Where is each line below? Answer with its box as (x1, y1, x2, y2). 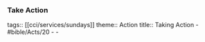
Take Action (7, 5, 48, 15)
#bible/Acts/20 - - (7, 28, 59, 36)
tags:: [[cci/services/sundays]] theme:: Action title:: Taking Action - (7, 21, 199, 29)
